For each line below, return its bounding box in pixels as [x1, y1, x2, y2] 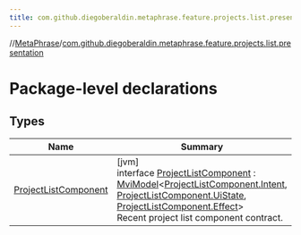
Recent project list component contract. [116, 211, 284, 223]
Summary [180, 140, 224, 153]
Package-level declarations [9, 78, 218, 98]
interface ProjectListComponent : [116, 166, 256, 179]
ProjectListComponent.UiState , [116, 189, 247, 201]
